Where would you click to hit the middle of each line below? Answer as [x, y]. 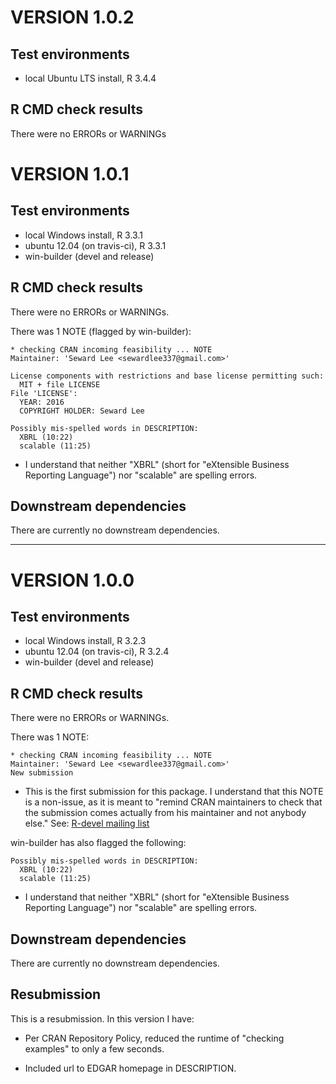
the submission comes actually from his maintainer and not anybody [165, 813]
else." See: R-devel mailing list [87, 823]
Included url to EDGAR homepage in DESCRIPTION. [130, 1068]
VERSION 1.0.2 [72, 17]
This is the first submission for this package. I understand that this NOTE [174, 792]
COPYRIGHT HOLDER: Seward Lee [82, 411]
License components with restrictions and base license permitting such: [167, 376]
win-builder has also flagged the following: [98, 843]
